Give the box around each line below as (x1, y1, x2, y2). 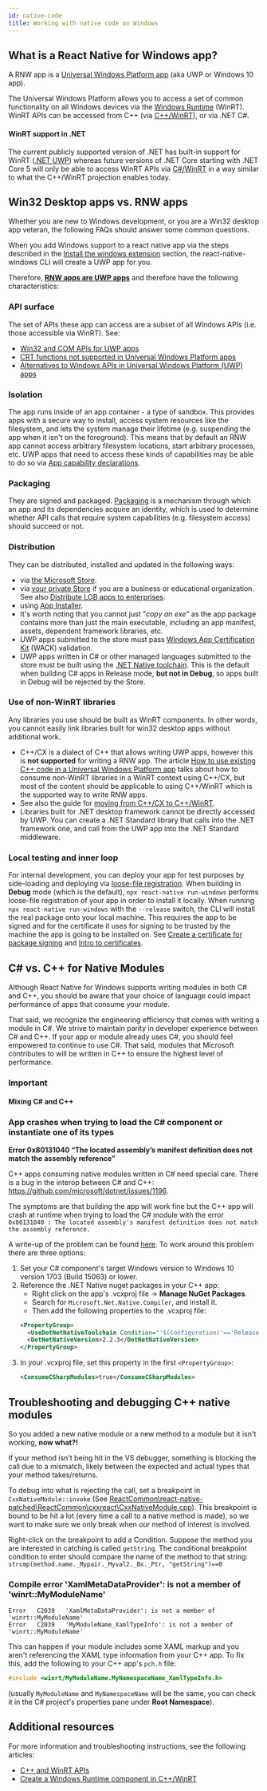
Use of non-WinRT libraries (8, 696, 116, 707)
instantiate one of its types (8, 1127, 114, 1138)
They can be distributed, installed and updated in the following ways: (8, 560, 235, 569)
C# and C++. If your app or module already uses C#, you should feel (8, 1032, 234, 1041)
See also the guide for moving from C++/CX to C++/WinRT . (19, 798, 215, 807)
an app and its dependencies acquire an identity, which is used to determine (8, 505, 259, 514)
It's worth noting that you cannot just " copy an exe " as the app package (19, 608, 257, 619)
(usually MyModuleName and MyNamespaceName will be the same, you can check (8, 1689, 257, 1698)
